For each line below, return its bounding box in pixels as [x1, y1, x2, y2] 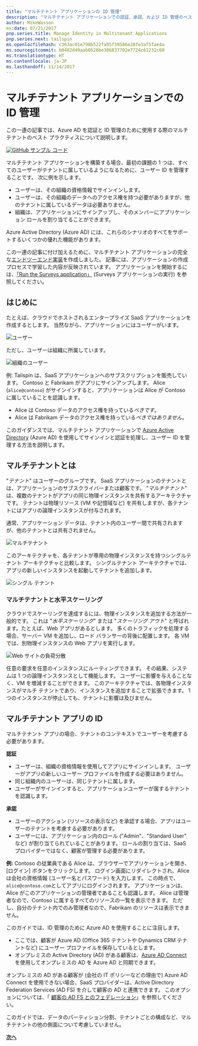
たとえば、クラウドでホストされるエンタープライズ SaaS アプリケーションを [6, 314, 192, 321]
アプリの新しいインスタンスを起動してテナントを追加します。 [6, 567, 155, 574]
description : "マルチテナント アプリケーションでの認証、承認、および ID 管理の [6, 14, 184, 20]
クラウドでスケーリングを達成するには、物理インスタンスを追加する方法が [6, 610, 187, 617]
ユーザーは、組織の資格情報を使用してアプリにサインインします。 [14, 763, 174, 770]
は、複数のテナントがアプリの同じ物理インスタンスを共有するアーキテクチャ [6, 492, 192, 499]
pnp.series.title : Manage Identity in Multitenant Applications [6, 31, 167, 37]
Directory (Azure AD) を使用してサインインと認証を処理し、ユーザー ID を [6, 434, 185, 441]
